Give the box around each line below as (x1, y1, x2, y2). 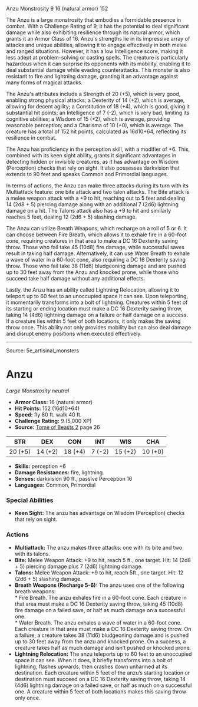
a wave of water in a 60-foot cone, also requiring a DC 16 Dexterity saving (6, 256, 186, 263)
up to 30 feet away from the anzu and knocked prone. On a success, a (14, 637, 186, 645)
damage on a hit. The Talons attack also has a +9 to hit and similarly (6, 207, 171, 214)
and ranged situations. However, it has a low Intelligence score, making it (6, 48, 183, 55)
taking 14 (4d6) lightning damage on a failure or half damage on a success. (6, 312, 189, 318)
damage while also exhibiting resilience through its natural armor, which (6, 29, 180, 36)
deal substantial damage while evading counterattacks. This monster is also (6, 67, 190, 73)
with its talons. (14, 550, 50, 557)
